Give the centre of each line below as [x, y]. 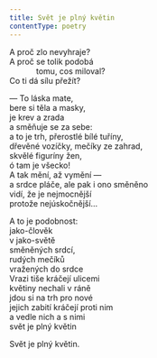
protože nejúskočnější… [54, 203]
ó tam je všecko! [40, 165]
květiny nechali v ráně [50, 288]
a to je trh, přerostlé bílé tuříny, [66, 136]
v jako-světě [32, 240]
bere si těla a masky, [47, 107]
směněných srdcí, [42, 250]
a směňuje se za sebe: [51, 126]
